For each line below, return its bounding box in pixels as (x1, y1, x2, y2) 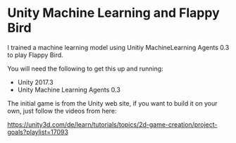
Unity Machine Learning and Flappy (7, 5, 220, 21)
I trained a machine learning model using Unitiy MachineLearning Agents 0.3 (7, 43, 230, 51)
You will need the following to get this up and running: (7, 64, 163, 73)
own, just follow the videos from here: (7, 106, 118, 115)
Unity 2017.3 (17, 77, 54, 86)
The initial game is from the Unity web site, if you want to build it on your (7, 99, 218, 107)
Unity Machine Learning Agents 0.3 (17, 85, 121, 94)
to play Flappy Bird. (7, 51, 63, 59)
